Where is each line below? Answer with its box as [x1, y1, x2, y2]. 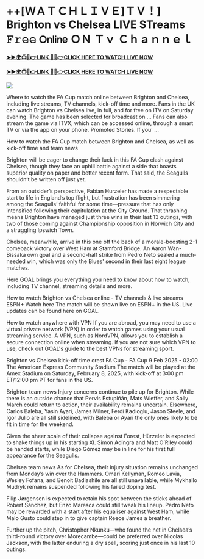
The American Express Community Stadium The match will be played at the [6, 363, 196, 370]
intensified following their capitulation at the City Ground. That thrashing [6, 207, 188, 214]
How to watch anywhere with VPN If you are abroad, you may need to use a [6, 319, 197, 326]
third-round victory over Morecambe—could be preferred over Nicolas [6, 532, 183, 539]
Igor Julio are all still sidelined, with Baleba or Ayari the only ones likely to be [6, 414, 198, 421]
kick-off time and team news [6, 144, 78, 151]
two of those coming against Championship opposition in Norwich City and [6, 220, 195, 227]
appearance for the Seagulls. [6, 452, 79, 459]
